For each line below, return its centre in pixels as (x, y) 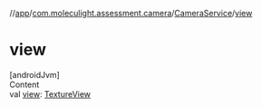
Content (24, 84)
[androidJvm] (35, 74)
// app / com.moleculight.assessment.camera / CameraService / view (131, 13)
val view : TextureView (50, 93)
